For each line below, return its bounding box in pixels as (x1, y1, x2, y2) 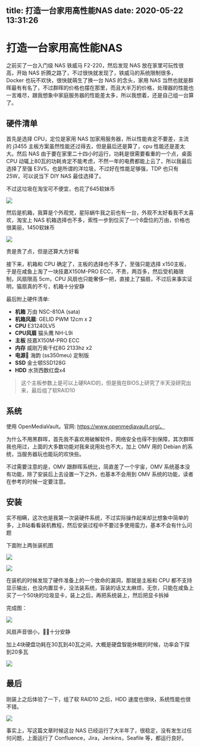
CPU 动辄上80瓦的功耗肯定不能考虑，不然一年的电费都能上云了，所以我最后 (6, 157, 192, 165)
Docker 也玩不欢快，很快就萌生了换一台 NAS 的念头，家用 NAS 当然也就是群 (6, 77, 194, 84)
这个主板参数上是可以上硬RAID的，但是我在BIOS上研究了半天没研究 (20, 379, 186, 386)
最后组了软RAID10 (31, 387, 76, 394)
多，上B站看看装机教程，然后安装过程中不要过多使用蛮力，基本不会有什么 (6, 521, 187, 529)
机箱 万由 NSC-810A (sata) (14, 308, 80, 315)
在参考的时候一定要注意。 (6, 478, 69, 485)
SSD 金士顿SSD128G (14, 359, 66, 367)
